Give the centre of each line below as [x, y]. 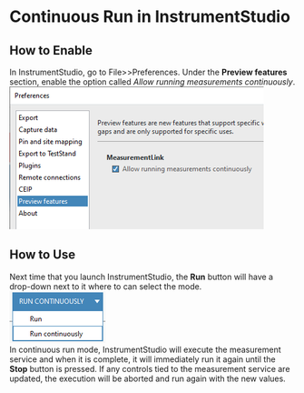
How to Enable [51, 50]
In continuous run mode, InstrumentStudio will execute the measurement [145, 349]
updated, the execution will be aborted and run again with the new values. [147, 378]
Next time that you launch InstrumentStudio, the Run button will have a [142, 277]
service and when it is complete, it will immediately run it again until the [142, 359]
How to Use [43, 255]
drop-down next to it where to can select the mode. [106, 286]
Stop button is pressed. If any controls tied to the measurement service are [150, 368]
